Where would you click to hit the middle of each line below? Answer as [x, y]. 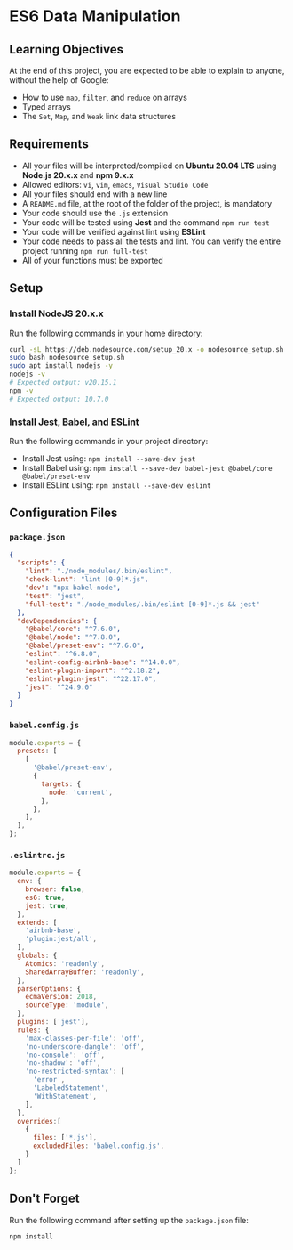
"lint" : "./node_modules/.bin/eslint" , [99, 572]
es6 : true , [45, 897]
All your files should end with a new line [95, 194]
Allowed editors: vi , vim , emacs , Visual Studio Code [115, 184]
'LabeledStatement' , [71, 1088]
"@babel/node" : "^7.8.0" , [73, 637]
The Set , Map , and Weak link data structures [99, 116]
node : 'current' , [81, 792]
